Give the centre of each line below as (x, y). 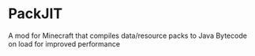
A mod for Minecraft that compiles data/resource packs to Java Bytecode (127, 35)
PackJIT (36, 14)
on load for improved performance (64, 43)
